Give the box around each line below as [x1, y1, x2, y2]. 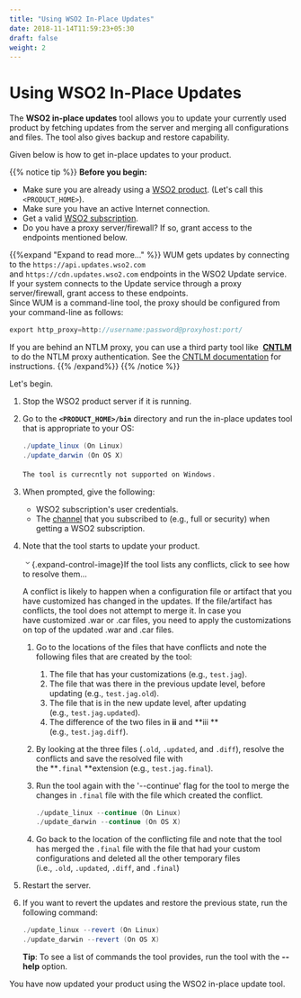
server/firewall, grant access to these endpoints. [9, 288, 189, 299]
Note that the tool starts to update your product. [22, 540, 200, 551]
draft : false [9, 33, 58, 42]
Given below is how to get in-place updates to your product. [9, 150, 232, 160]
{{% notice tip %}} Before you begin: [9, 167, 147, 177]
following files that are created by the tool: [35, 651, 193, 662]
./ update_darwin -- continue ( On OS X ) [35, 818, 181, 827]
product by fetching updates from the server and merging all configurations [9, 122, 289, 133]
